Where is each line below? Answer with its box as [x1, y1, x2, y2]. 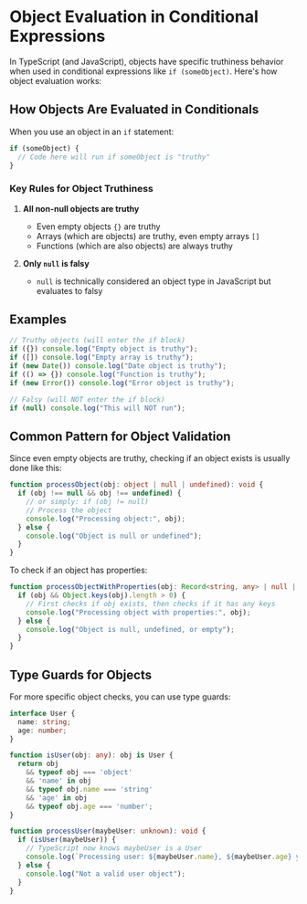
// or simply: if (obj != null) [26, 498, 149, 507]
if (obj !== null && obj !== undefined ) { [17, 489, 182, 499]
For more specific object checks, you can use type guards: [9, 691, 231, 702]
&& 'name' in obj [26, 776, 92, 786]
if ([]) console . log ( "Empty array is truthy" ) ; [9, 353, 195, 363]
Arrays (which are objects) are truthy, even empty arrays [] [36, 230, 260, 241]
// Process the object [26, 505, 112, 515]
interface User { [9, 709, 76, 718]
